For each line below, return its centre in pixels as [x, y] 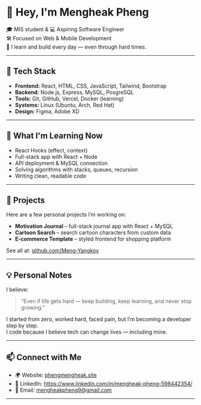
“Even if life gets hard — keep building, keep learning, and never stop [106, 301]
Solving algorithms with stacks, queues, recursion [76, 169]
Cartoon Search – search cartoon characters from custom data [93, 233]
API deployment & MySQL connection [61, 163]
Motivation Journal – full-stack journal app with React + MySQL [94, 226]
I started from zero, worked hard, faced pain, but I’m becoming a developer [99, 319]
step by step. [22, 326]
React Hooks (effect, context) [51, 150]
